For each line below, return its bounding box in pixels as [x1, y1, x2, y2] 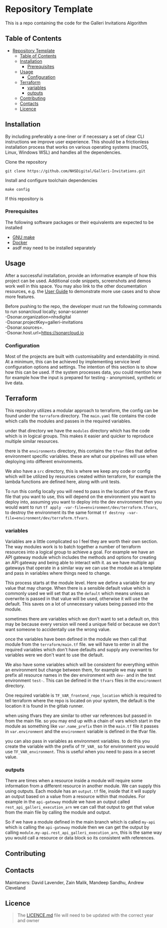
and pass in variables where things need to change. [5, 570, 111, 576]
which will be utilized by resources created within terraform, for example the [5, 473, 162, 479]
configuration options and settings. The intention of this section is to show [5, 364, 158, 370]
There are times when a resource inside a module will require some [5, 778, 143, 784]
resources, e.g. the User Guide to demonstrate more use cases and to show [5, 288, 161, 294]
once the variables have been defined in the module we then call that [5, 636, 147, 642]
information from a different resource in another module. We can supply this [5, 783, 161, 789]
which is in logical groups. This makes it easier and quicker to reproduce [5, 433, 154, 439]
